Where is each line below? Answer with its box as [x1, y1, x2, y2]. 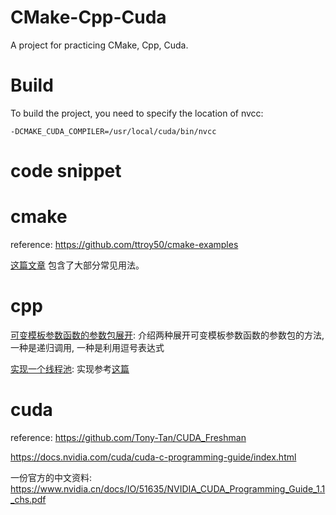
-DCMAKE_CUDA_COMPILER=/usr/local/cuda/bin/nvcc [10, 126, 217, 136]
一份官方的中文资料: [10, 471, 93, 483]
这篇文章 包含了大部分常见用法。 [10, 259, 145, 271]
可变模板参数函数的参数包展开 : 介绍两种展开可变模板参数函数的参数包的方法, [10, 329, 325, 341]
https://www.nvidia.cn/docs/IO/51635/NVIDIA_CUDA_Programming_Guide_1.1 [10, 482, 326, 495]
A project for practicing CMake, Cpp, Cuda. [10, 39, 189, 51]
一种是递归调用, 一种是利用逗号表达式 [10, 341, 165, 353]
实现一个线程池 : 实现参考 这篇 [10, 362, 130, 375]
